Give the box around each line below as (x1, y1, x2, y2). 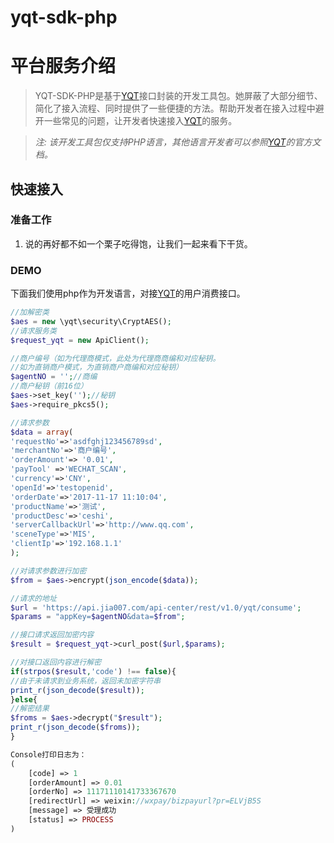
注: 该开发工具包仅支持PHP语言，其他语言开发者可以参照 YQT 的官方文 (34, 136, 322, 148)
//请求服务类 (10, 326, 57, 336)
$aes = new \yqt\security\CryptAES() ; (10, 316, 172, 326)
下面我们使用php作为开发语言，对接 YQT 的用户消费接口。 (10, 287, 246, 300)
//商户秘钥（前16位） (10, 381, 88, 391)
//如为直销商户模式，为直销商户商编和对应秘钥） (10, 362, 183, 373)
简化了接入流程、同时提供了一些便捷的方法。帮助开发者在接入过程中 (34, 102, 316, 115)
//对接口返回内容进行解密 (10, 657, 102, 668)
